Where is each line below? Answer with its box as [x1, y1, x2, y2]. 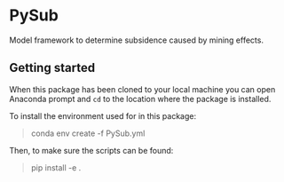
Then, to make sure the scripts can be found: [9, 145, 174, 155]
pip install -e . [30, 162, 82, 173]
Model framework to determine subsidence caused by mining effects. [9, 35, 264, 45]
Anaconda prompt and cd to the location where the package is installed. [9, 93, 272, 104]
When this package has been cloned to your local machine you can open [9, 83, 276, 94]
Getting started [9, 60, 96, 75]
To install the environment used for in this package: [9, 110, 197, 121]
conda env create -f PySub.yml [30, 128, 146, 138]
